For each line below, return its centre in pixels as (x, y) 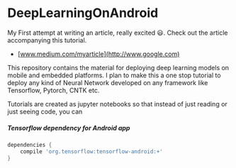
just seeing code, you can (45, 111)
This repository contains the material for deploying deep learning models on (118, 67)
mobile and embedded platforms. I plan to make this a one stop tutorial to (114, 75)
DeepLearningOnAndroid (83, 13)
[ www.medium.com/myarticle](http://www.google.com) (99, 54)
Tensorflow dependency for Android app (69, 128)
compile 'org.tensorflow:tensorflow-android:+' (91, 151)
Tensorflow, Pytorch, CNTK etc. (54, 90)
